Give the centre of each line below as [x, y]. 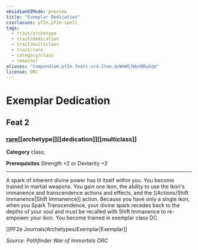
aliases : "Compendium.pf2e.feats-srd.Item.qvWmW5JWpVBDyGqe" [83, 66]
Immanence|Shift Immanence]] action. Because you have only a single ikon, [98, 199]
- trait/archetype [34, 34]
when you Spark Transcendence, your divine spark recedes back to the [93, 205]
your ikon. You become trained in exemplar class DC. [95, 218]
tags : [13, 28]
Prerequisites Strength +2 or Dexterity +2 [57, 164]
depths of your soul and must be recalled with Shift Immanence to [86, 212]
